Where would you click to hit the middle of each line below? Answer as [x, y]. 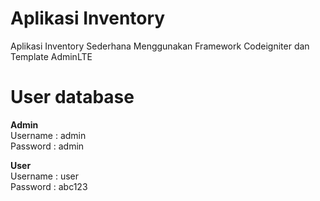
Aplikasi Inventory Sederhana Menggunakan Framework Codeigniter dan [160, 46]
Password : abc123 [49, 186]
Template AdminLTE [51, 56]
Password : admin [47, 146]
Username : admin [48, 135]
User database [72, 97]
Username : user [45, 176]
